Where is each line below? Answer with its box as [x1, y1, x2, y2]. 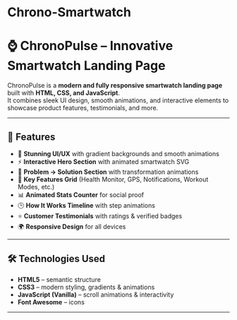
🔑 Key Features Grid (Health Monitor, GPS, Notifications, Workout [17, 174, 209, 184]
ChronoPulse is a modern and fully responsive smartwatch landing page [7, 81, 223, 90]
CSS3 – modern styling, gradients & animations [17, 283, 155, 291]
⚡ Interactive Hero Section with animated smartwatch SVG [17, 157, 190, 166]
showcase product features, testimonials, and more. [7, 104, 159, 112]
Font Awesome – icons [17, 297, 85, 306]
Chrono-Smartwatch [7, 4, 132, 20]
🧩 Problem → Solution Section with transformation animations [17, 167, 199, 176]
